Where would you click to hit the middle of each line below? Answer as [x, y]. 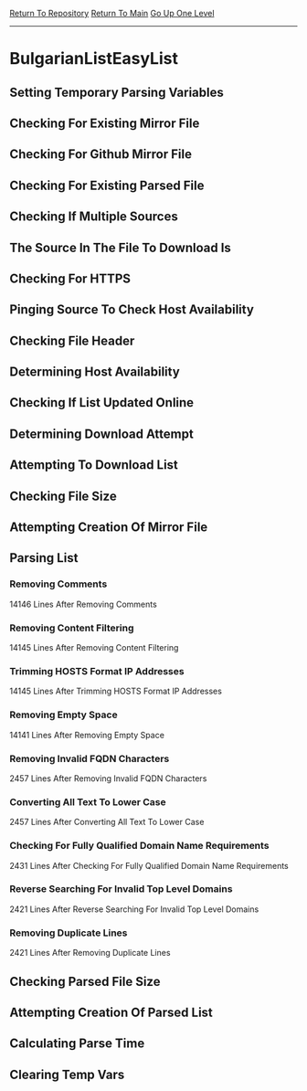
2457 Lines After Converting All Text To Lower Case [107, 822]
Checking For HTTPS [70, 278]
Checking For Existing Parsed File [107, 185]
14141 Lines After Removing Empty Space [87, 735]
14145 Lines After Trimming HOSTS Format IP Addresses [116, 691]
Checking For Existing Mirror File [105, 123]
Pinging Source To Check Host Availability [132, 310]
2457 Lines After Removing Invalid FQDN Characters [108, 778]
